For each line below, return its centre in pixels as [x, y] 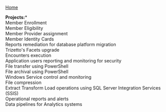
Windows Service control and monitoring [48, 77]
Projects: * [16, 17]
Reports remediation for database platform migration [61, 44]
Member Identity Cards [30, 39]
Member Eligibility [24, 28]
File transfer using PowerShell [37, 66]
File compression [24, 82]
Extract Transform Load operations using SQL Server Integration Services [83, 88]
